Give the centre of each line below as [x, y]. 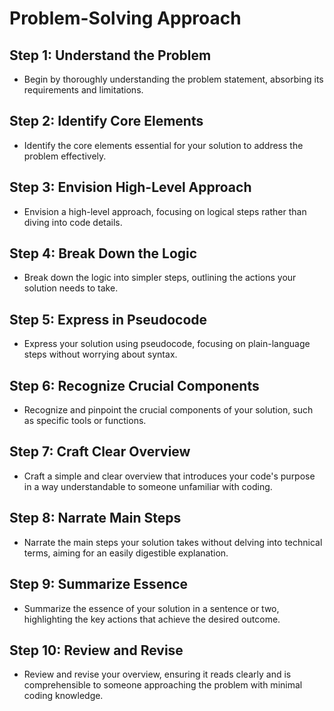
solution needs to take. [71, 288]
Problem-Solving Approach [125, 18]
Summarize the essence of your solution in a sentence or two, [151, 608]
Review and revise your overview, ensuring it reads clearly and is [157, 674]
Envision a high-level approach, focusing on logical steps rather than [165, 211]
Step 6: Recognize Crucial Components [134, 385]
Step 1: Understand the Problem [110, 55]
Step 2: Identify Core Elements [106, 121]
